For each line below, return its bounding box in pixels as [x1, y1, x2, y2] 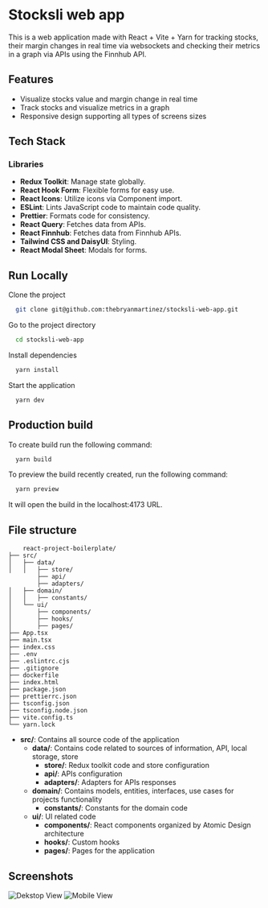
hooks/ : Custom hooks [43, 837, 120, 847]
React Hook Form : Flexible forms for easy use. [19, 185, 175, 195]
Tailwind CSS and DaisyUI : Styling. [19, 237, 137, 246]
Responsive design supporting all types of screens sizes [19, 111, 207, 121]
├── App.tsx [8, 629, 48, 638]
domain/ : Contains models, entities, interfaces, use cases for [31, 786, 234, 796]
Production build [8, 419, 94, 432]
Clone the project [8, 290, 66, 299]
